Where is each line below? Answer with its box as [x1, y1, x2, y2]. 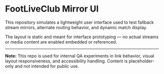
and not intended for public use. [14, 63, 79, 69]
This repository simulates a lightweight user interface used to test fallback [5, 19, 154, 25]
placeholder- [128, 58, 155, 64]
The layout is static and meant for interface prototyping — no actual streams [5, 34, 159, 40]
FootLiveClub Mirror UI [5, 3, 99, 15]
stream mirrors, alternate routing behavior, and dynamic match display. [5, 24, 147, 30]
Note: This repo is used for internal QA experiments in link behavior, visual [5, 53, 155, 59]
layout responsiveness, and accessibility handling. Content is [5, 58, 128, 64]
